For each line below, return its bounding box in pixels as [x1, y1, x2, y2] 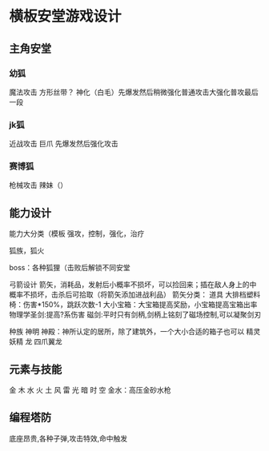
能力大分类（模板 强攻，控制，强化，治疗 [9, 229, 145, 238]
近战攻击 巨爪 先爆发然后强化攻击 [9, 139, 118, 149]
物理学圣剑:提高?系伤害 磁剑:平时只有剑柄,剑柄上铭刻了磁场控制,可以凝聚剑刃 [9, 309, 262, 320]
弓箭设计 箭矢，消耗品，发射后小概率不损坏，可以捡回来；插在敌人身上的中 [9, 280, 257, 289]
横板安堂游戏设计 [9, 7, 122, 26]
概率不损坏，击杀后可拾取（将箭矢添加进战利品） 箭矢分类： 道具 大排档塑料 [9, 289, 261, 300]
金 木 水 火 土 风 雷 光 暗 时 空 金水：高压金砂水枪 [9, 385, 171, 395]
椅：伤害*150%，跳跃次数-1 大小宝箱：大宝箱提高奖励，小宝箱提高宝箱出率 [9, 300, 258, 309]
